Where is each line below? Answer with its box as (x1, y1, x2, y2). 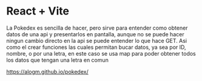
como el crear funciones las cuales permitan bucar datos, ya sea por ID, (6, 44, 186, 51)
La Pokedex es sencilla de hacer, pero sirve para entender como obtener (6, 24, 188, 31)
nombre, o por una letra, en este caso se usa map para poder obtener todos (6, 50, 196, 57)
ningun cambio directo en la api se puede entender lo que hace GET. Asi (6, 37, 187, 44)
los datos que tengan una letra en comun (6, 56, 109, 63)
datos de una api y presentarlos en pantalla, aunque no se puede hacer (6, 30, 184, 37)
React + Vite (6, 4, 70, 18)
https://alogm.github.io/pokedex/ (6, 68, 89, 75)
